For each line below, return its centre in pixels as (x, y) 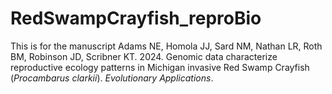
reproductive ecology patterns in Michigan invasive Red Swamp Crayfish (160, 67)
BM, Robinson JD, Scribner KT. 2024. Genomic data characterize (144, 56)
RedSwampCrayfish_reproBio (136, 18)
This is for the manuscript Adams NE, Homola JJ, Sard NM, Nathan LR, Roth (166, 46)
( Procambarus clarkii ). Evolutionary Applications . (112, 78)
